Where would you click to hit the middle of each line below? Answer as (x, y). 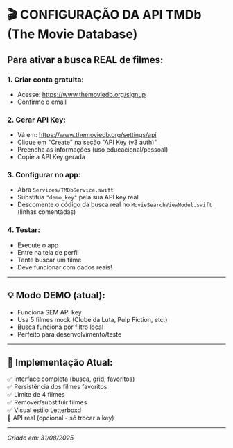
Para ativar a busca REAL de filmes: (85, 60)
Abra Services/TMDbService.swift (66, 190)
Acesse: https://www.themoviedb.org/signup (81, 94)
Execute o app (38, 245)
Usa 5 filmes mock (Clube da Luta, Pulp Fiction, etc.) (92, 319)
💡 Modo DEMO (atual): (56, 295)
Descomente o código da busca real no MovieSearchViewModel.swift (115, 205)
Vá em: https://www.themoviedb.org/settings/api (87, 135)
